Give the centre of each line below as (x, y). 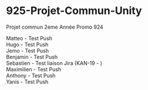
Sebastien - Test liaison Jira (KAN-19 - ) (54, 63)
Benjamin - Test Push (32, 57)
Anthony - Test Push (31, 75)
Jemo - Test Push (28, 50)
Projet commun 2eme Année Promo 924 (55, 27)
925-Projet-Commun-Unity (74, 11)
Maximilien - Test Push (34, 69)
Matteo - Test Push (29, 38)
